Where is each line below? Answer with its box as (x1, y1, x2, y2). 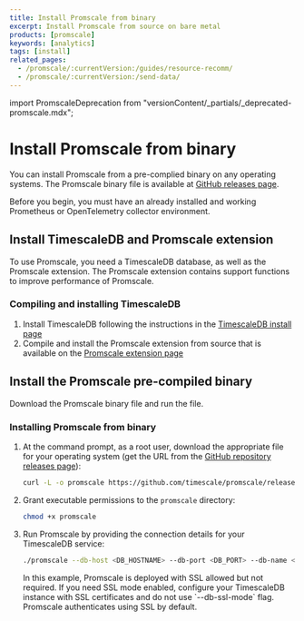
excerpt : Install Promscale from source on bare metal (9, 22, 221, 31)
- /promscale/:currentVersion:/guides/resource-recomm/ (17, 64, 233, 74)
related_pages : (9, 55, 67, 64)
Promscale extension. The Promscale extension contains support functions (9, 265, 290, 277)
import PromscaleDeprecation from (9, 97, 142, 108)
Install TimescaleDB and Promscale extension (9, 232, 274, 248)
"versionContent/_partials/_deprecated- (142, 97, 292, 108)
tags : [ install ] (9, 47, 71, 56)
